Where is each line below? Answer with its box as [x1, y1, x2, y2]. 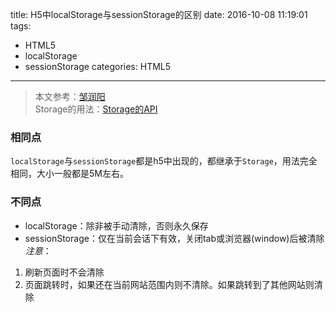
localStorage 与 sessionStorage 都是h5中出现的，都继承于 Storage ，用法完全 [10, 155, 318, 167]
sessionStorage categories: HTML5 [24, 61, 172, 72]
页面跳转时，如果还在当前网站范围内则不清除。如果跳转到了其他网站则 [24, 278, 315, 290]
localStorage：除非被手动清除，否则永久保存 [24, 219, 209, 232]
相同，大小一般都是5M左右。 [10, 168, 129, 180]
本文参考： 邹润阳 [34, 91, 106, 102]
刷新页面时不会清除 [24, 266, 105, 278]
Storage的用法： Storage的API [34, 103, 158, 115]
